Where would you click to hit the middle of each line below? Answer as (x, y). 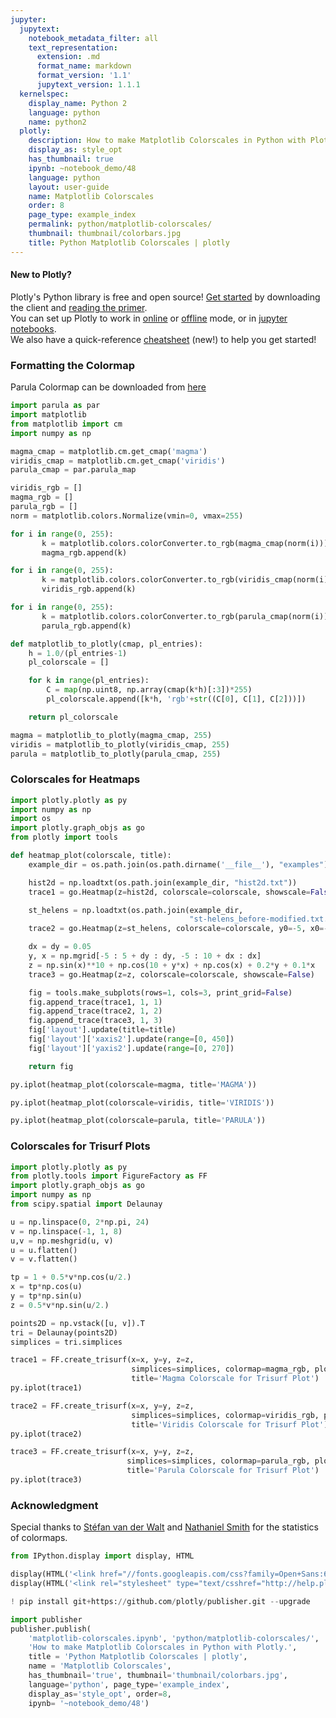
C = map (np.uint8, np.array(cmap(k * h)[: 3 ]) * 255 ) (149, 690)
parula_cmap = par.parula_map (73, 470)
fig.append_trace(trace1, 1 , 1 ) (95, 1002)
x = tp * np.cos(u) (46, 1287)
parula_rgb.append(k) (86, 626)
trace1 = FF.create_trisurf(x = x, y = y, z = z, (102, 1360)
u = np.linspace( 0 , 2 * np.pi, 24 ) (80, 1222)
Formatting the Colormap (72, 365)
